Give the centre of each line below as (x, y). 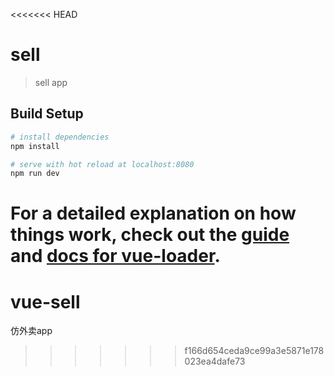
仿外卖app (31, 331)
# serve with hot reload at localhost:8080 (102, 164)
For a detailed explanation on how (153, 213)
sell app (51, 82)
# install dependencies (60, 137)
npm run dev (35, 174)
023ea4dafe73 (215, 361)
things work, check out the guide (150, 235)
